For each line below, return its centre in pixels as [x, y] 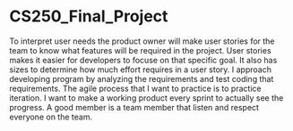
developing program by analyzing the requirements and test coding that [142, 78]
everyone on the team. [51, 117]
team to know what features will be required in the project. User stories [140, 50]
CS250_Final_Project [89, 16]
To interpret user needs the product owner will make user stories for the [142, 41]
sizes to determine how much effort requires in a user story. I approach [140, 70]
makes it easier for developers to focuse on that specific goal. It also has [143, 60]
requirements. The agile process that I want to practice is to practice [135, 88]
